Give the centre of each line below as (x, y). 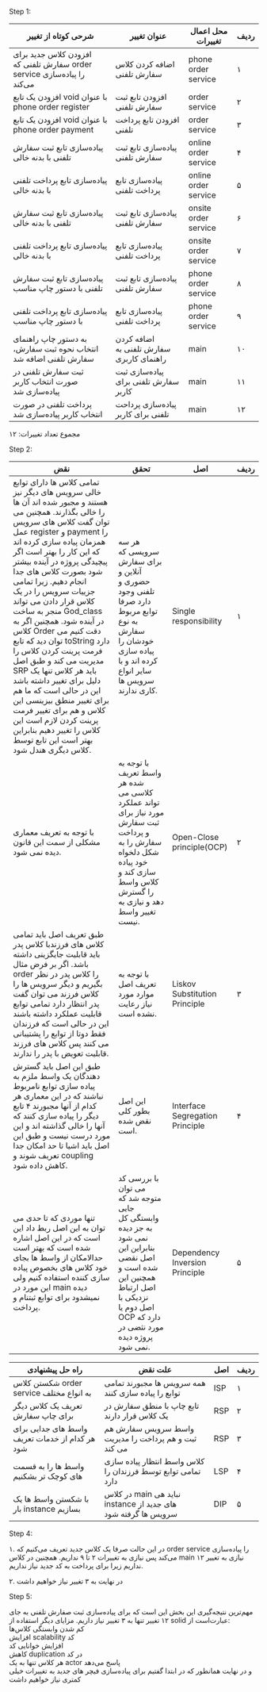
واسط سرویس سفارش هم (149, 1429)
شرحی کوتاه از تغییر (60, 36)
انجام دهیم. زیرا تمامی (50, 581)
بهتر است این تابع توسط (53, 740)
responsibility (197, 621)
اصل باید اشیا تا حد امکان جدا (61, 1145)
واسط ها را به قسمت (49, 1466)
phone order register (51, 107)
